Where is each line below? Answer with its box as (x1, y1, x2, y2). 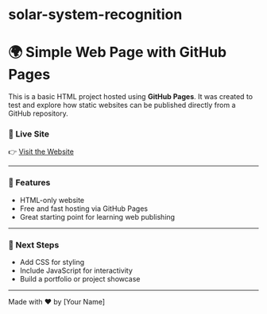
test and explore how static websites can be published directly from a (8, 101, 236, 110)
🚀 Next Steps (8, 239, 60, 251)
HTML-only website (19, 195, 85, 205)
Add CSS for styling (19, 258, 85, 267)
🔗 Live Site (8, 128, 50, 140)
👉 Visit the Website (8, 147, 74, 156)
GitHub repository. (8, 109, 69, 118)
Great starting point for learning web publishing (19, 212, 176, 221)
